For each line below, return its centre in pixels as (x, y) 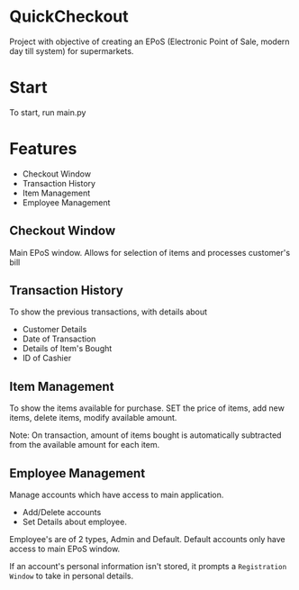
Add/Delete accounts (62, 513)
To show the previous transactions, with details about (109, 312)
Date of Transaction (59, 339)
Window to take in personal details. (71, 576)
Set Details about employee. (75, 522)
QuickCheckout (69, 17)
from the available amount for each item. (85, 445)
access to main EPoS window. (65, 549)
